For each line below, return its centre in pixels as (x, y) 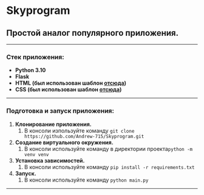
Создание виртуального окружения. (64, 142)
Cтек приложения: (36, 57)
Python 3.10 (30, 70)
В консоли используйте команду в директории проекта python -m (108, 148)
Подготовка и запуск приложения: (60, 111)
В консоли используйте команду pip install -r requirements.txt (109, 167)
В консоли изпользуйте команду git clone (79, 130)
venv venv (37, 154)
